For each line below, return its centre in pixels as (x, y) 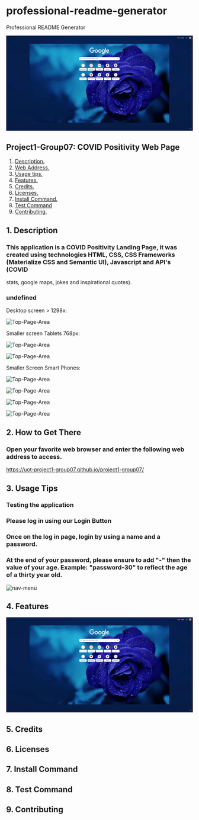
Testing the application (40, 505)
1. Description (32, 230)
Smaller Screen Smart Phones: (44, 368)
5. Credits (25, 729)
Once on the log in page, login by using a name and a (84, 537)
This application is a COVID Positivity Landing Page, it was (92, 247)
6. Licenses (28, 749)
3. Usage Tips (32, 488)
